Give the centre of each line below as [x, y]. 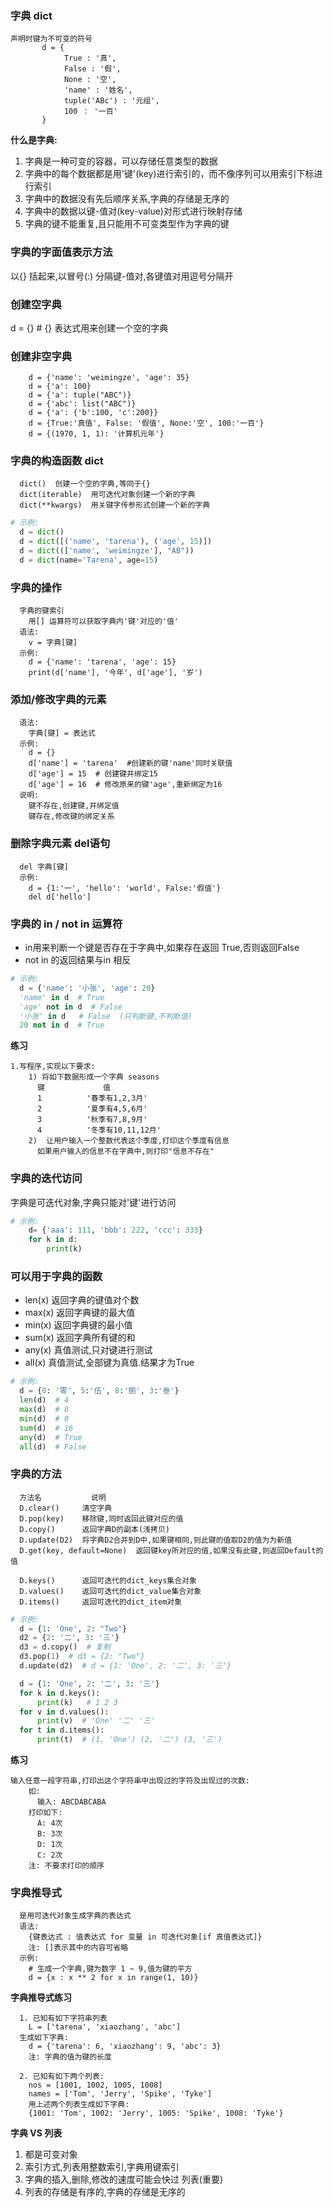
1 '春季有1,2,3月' [92, 1098]
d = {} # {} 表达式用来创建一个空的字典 [89, 328]
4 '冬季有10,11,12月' [99, 1130]
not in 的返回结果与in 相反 [78, 960]
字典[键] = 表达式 [62, 733]
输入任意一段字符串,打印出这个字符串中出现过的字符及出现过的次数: [130, 1781]
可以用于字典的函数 [56, 1277]
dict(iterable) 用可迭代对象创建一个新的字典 [107, 495]
